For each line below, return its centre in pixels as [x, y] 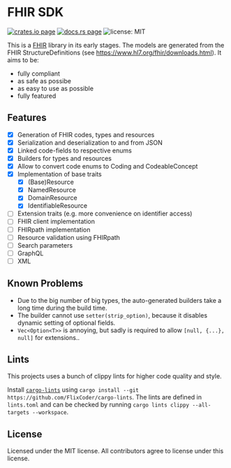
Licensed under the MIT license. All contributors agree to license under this [115, 451]
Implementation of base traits [60, 174]
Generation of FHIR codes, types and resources [86, 134]
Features [27, 118]
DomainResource [53, 198]
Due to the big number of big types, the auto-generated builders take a [119, 300]
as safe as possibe [44, 80]
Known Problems [45, 284]
